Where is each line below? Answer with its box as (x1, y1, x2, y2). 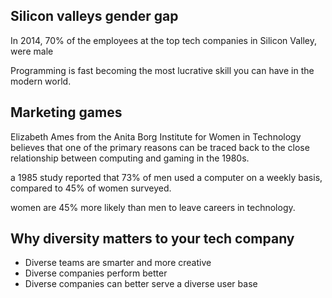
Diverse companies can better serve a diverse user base (24, 278, 258, 290)
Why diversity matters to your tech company (10, 230, 295, 248)
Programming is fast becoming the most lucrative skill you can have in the (10, 64, 315, 76)
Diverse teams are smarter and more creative (24, 257, 212, 269)
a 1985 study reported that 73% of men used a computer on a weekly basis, (10, 171, 323, 183)
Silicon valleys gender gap (10, 8, 179, 25)
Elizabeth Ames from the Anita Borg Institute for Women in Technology (10, 130, 302, 143)
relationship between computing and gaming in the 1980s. (10, 152, 250, 164)
